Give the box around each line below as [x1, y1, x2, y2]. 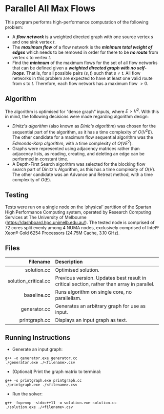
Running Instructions [5, 333, 71, 342]
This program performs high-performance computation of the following [5, 19, 149, 25]
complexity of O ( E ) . [12, 176, 51, 182]
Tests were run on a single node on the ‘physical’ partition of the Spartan [5, 204, 151, 210]
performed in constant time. [12, 156, 68, 162]
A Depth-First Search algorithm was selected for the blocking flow [12, 161, 145, 167]
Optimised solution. [55, 267, 100, 274]
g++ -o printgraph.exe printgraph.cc [5, 378, 82, 383]
